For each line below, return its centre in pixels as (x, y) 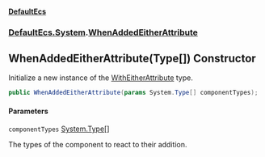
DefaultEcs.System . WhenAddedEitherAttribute (103, 32)
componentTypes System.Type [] (59, 129)
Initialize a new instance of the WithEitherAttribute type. (101, 78)
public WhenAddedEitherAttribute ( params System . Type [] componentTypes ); (133, 93)
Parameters (28, 111)
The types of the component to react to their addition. (98, 145)
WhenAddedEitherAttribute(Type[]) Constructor (132, 58)
